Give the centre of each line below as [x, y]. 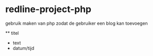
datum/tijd [23, 48]
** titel [12, 33]
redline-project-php [48, 9]
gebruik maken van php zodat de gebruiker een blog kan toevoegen [76, 23]
